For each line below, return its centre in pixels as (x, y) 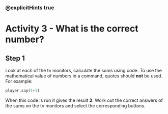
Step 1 (15, 58)
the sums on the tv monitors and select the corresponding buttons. (75, 105)
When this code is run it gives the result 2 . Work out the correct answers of (84, 100)
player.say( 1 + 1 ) (22, 91)
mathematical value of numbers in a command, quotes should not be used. (84, 76)
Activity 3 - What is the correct (72, 29)
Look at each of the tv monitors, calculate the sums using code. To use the (83, 70)
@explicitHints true (30, 8)
